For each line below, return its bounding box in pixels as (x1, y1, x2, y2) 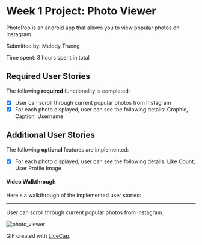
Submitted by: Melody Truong (6, 42, 80, 49)
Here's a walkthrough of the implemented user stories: (6, 191, 141, 199)
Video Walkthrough (6, 178, 56, 185)
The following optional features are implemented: (6, 146, 129, 153)
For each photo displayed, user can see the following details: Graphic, (14, 105, 188, 113)
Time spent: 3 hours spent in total (6, 54, 90, 61)
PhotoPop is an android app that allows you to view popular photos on (6, 24, 180, 31)
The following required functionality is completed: (6, 87, 130, 95)
